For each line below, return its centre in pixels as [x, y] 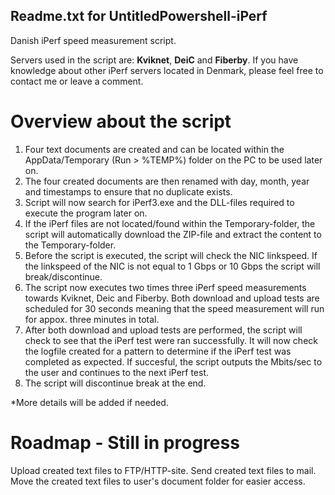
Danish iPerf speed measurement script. [93, 40]
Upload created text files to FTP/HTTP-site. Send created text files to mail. [163, 470]
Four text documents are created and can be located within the [154, 149]
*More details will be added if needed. [89, 402]
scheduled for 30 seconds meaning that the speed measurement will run [174, 308]
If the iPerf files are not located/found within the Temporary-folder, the [170, 223]
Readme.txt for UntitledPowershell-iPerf [139, 16]
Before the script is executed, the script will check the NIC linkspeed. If [171, 255]
